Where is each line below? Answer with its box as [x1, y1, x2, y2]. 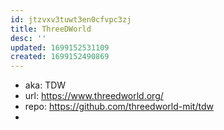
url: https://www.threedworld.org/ [24, 90, 164, 102]
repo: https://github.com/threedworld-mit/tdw [24, 101, 214, 113]
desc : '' [10, 33, 47, 43]
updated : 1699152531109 [10, 42, 110, 53]
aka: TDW [24, 79, 67, 91]
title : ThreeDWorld [10, 24, 92, 34]
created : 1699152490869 [10, 52, 110, 62]
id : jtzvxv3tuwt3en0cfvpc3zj [10, 14, 132, 25]
